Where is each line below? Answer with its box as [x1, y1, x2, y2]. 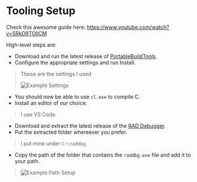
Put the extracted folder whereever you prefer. [14, 128, 128, 135]
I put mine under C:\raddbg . [20, 140, 87, 147]
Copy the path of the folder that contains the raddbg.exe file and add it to [14, 151, 191, 158]
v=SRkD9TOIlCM [6, 29, 47, 37]
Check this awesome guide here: [6, 24, 86, 31]
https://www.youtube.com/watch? [86, 24, 169, 31]
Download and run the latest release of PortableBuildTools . [14, 52, 158, 59]
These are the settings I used [20, 70, 92, 77]
